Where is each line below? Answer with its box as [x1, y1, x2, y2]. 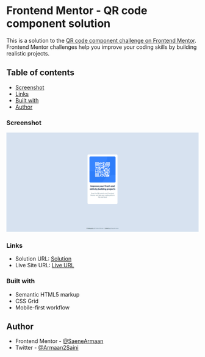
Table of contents [6, 68, 74, 78]
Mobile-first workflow [15, 303, 70, 311]
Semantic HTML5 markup [15, 290, 80, 298]
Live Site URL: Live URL [15, 262, 74, 269]
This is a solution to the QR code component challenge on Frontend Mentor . [6, 37, 196, 44]
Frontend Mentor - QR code [6, 4, 148, 18]
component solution [6, 16, 111, 31]
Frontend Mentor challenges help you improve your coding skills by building [6, 43, 197, 51]
